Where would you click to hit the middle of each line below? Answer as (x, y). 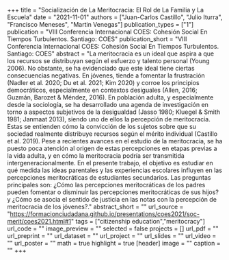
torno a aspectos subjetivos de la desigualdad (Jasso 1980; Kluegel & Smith (114, 112)
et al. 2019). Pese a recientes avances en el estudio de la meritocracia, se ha (115, 141)
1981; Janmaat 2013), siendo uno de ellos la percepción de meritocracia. (109, 119)
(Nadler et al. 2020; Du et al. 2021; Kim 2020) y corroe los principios (103, 83)
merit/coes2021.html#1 (39, 221)
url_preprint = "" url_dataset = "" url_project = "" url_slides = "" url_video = (112, 236)
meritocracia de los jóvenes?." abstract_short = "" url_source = (95, 206)
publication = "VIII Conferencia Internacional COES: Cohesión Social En (107, 32)
